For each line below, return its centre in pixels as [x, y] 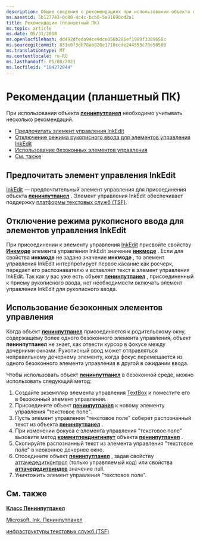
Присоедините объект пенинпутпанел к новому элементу [90, 405]
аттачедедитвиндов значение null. [60, 468]
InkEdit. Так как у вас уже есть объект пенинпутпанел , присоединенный [100, 276]
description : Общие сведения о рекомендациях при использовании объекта [98, 12]
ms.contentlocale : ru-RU [37, 56]
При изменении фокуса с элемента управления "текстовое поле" [99, 431]
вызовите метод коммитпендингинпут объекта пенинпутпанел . [99, 437]
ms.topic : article [29, 28]
